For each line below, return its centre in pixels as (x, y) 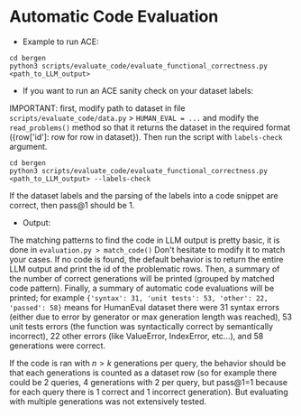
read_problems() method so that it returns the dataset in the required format (150, 127)
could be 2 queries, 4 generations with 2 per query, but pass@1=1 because (149, 382)
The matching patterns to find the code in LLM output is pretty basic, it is (145, 240)
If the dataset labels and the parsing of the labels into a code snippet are (144, 195)
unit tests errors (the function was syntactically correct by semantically (141, 326)
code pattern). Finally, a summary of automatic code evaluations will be (142, 288)
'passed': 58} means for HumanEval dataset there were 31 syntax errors (145, 307)
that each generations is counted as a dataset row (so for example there (143, 373)
